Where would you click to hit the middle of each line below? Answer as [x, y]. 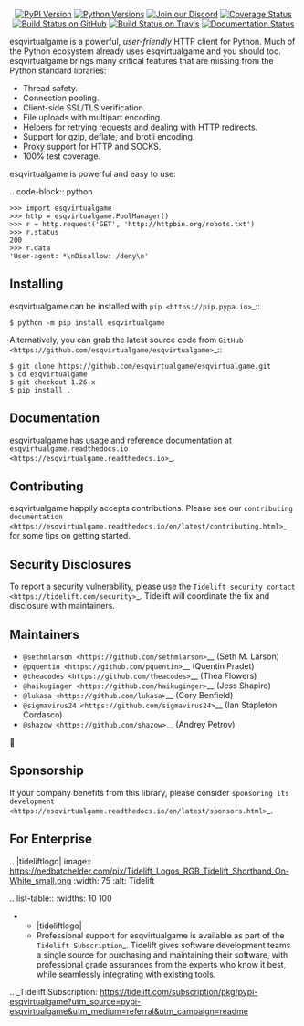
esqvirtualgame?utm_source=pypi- [75, 1001]
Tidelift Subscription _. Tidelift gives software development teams [163, 945]
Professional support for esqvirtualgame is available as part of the [160, 935]
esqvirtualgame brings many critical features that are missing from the [142, 61]
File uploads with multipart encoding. [92, 117]
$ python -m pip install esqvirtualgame [88, 323]
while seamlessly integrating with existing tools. [126, 974]
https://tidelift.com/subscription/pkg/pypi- [178, 991]
